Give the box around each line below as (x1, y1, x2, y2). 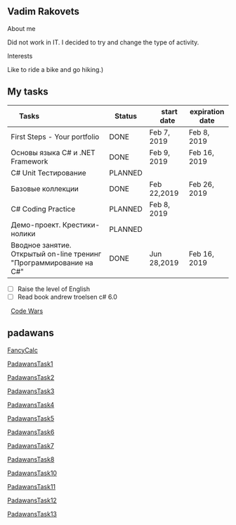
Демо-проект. (11, 220, 61, 230)
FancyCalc (7, 345, 39, 354)
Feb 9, (149, 147, 171, 157)
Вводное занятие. (11, 240, 72, 249)
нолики (11, 228, 36, 238)
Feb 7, (149, 127, 171, 137)
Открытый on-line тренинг (11, 249, 102, 259)
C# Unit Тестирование (11, 168, 86, 178)
